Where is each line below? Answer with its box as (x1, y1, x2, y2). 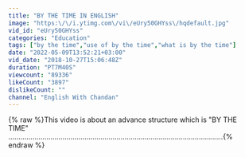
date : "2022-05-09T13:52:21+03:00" (8, 49, 126, 57)
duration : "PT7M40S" (8, 64, 77, 72)
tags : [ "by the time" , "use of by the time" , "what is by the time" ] (8, 41, 237, 49)
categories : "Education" (8, 33, 91, 42)
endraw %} (8, 140, 45, 150)
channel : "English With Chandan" (8, 93, 119, 101)
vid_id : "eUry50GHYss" (8, 26, 84, 34)
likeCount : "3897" (8, 78, 69, 86)
